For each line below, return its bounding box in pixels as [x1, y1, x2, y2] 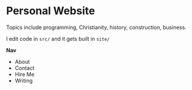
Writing [14, 77, 33, 84]
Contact [14, 64, 34, 72]
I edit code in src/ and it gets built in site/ [6, 35, 110, 42]
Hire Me [14, 70, 34, 78]
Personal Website [6, 4, 95, 18]
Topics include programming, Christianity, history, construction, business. [6, 24, 187, 31]
